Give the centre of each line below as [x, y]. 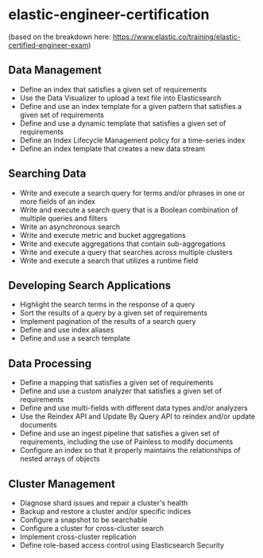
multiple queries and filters [64, 218]
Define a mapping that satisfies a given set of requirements [116, 383]
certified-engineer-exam [48, 45]
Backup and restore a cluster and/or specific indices [105, 511]
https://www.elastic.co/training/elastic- [176, 37]
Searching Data [47, 174]
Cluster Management [62, 484]
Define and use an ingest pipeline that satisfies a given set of [120, 433]
